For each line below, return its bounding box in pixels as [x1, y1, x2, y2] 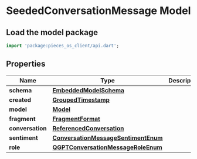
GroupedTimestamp [52, 95, 110, 103]
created [9, 95, 31, 103]
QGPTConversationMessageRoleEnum [52, 143, 162, 151]
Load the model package [6, 27, 98, 37]
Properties [6, 59, 46, 69]
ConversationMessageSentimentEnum [52, 133, 163, 141]
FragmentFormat [52, 115, 101, 123]
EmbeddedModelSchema [52, 86, 125, 94]
